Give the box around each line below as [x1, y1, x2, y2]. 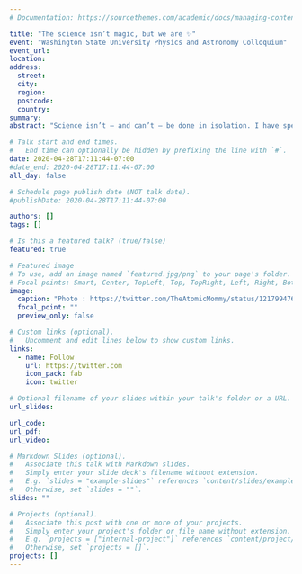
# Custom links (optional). [9, 327, 115, 336]
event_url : [9, 46, 50, 55]
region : [17, 87, 47, 97]
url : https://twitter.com [25, 361, 123, 370]
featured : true [9, 245, 67, 254]
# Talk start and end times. [9, 138, 119, 147]
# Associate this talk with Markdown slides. [9, 460, 191, 469]
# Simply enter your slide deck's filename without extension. [9, 469, 259, 478]
